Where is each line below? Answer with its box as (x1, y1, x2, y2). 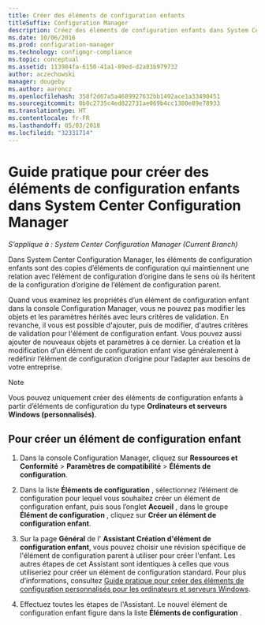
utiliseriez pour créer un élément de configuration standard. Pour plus (19, 567, 247, 577)
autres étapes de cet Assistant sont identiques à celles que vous (19, 560, 230, 569)
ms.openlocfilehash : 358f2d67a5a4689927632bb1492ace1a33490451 (8, 92, 221, 100)
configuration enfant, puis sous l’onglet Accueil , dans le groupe (19, 502, 229, 511)
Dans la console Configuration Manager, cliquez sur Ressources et (19, 453, 238, 462)
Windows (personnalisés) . (8, 410, 97, 419)
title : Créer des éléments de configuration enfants (8, 11, 185, 20)
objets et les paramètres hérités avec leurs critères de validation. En (8, 312, 229, 321)
